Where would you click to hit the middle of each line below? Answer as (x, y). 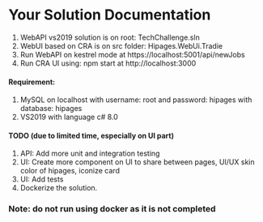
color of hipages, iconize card (70, 171)
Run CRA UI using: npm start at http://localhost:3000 (108, 63)
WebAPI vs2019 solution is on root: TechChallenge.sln (110, 37)
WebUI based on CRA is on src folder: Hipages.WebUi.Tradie (121, 45)
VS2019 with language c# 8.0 (69, 117)
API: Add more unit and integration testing (90, 154)
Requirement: (32, 82)
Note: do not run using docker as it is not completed (112, 209)
